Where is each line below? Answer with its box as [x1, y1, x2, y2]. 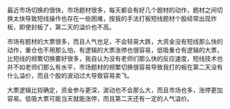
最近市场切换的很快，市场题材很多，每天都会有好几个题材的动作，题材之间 [7, 6, 217, 14]
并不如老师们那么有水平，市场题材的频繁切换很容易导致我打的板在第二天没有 [7, 63, 223, 71]
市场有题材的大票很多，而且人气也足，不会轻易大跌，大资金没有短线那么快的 [7, 37, 223, 46]
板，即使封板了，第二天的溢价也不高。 [7, 23, 115, 31]
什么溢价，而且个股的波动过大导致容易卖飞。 [7, 72, 133, 80]
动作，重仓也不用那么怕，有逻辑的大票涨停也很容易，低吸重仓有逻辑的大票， [7, 46, 223, 54]
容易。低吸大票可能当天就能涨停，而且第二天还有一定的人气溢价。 [7, 95, 193, 102]
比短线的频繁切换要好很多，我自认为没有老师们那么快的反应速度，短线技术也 [7, 54, 223, 63]
